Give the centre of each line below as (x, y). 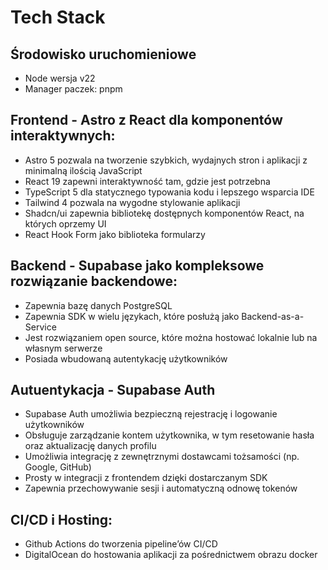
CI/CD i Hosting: (61, 519)
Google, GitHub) (58, 467)
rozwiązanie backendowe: (94, 281)
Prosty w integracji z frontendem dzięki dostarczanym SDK (146, 478)
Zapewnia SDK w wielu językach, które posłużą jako (132, 316)
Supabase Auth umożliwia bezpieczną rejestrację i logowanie (151, 414)
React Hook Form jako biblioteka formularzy (115, 234)
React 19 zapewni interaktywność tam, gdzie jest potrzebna (147, 181)
